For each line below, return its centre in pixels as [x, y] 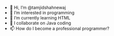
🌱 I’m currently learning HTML [40, 18]
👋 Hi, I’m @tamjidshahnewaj [38, 8]
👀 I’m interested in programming [42, 13]
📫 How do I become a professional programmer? [59, 28]
